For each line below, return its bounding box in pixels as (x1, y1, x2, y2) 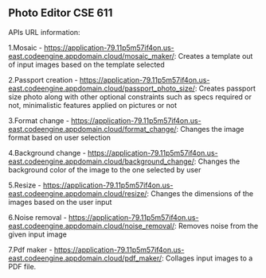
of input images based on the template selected (8, 60, 165, 69)
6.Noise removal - (8, 212, 68, 222)
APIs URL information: (8, 27, 81, 37)
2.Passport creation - (8, 75, 78, 84)
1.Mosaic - (8, 43, 42, 52)
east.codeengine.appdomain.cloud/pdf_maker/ (8, 253, 162, 263)
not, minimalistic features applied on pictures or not (8, 100, 178, 110)
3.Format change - (8, 115, 70, 125)
